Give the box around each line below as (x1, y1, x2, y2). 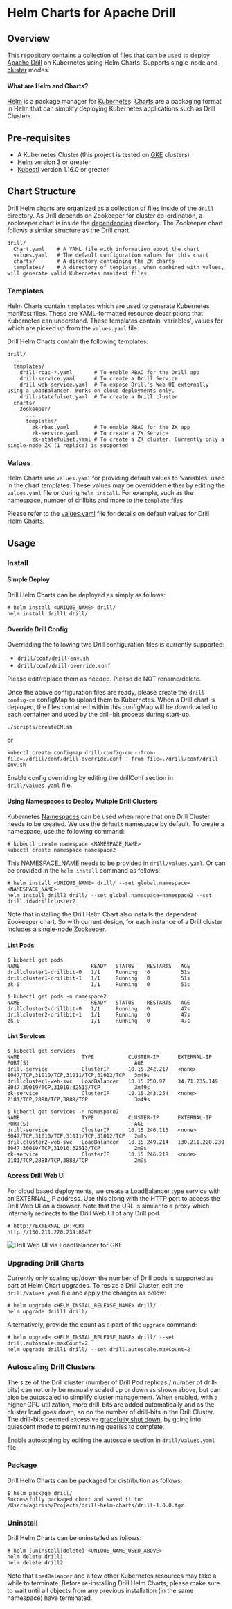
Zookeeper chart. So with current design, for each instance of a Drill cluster (7, 918, 223, 926)
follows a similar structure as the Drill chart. (7, 226, 132, 234)
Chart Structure (7, 186, 77, 197)
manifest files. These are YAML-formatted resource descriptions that (7, 309, 204, 318)
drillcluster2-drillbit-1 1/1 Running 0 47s (7, 1011, 190, 1018)
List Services (7, 1032, 46, 1040)
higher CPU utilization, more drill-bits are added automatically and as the (7, 1400, 215, 1409)
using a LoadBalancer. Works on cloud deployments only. (7, 387, 175, 394)
